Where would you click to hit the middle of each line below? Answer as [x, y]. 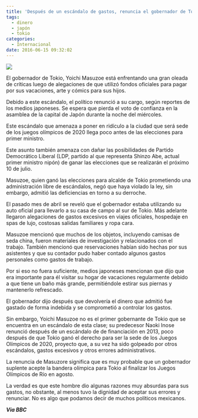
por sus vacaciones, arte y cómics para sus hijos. [66, 90]
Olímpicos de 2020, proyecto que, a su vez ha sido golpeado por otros [92, 344]
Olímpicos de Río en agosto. [40, 374]
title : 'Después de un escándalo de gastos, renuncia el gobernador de [96, 12]
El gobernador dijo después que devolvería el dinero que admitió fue [89, 301]
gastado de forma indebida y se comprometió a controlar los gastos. [89, 307]
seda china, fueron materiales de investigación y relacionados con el [89, 240]
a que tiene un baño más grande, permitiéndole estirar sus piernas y [89, 283]
